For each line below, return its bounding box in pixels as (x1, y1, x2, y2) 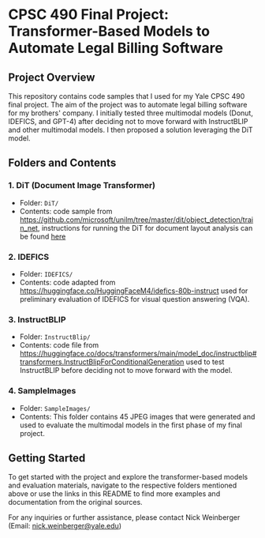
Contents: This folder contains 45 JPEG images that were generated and (19, 412, 256, 421)
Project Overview (8, 70, 95, 84)
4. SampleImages (8, 386, 77, 397)
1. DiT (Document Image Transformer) (8, 180, 156, 191)
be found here (19, 231, 66, 241)
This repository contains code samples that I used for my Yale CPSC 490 (8, 92, 245, 100)
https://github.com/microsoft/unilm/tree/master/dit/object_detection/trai (19, 215, 254, 224)
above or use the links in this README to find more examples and (8, 489, 221, 498)
